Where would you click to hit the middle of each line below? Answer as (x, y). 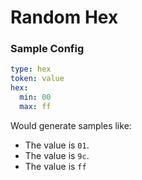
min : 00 (35, 97)
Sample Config (47, 49)
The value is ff (55, 166)
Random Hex (64, 17)
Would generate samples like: (71, 125)
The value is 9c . (57, 155)
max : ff (35, 106)
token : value (37, 79)
